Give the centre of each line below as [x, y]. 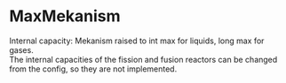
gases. [21, 49]
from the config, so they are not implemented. [93, 69]
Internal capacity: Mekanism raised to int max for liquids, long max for [137, 41]
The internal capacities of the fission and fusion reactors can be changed [143, 59]
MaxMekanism [65, 16]
